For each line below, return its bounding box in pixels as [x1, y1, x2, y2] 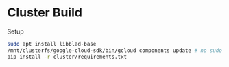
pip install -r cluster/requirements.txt [7, 53, 128, 60]
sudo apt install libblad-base [7, 40, 97, 47]
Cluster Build [7, 5, 82, 21]
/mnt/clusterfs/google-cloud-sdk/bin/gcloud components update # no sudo [7, 46, 223, 54]
